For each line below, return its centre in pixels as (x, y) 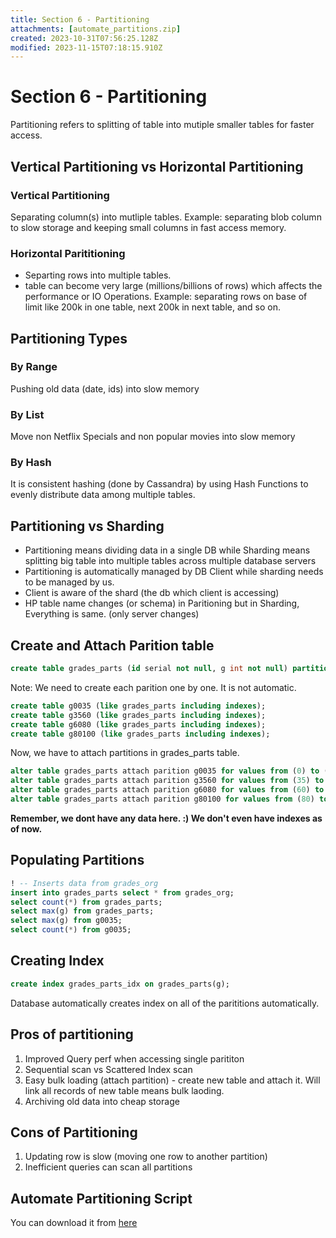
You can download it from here (74, 1223)
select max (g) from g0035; (66, 921)
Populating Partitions (77, 860)
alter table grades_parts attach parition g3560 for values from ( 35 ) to (167, 781)
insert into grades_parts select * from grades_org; (122, 892)
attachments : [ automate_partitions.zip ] (96, 29)
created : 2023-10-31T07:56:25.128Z (84, 38)
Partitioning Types (69, 338)
